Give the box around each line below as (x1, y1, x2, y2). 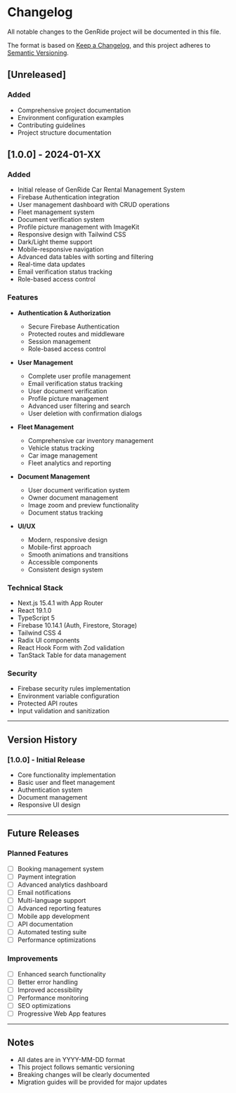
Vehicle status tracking (27, 444, 95, 452)
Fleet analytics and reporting (27, 458, 112, 467)
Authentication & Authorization (17, 308, 111, 317)
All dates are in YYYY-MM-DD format (17, 1055, 125, 1064)
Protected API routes (17, 699, 78, 708)
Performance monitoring (17, 993, 89, 1002)
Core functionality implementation (17, 770, 116, 779)
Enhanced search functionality (17, 969, 107, 978)
